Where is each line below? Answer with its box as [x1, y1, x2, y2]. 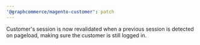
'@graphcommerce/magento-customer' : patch [6, 8, 114, 15]
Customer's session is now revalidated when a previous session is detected [6, 25, 194, 32]
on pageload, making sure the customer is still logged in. [6, 31, 147, 39]
